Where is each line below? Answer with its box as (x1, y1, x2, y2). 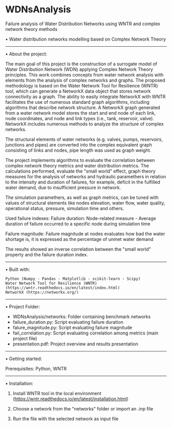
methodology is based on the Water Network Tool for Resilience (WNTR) (5, 82, 158, 88)
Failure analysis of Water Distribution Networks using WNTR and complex (5, 21, 160, 27)
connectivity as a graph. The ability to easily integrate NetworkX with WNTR (5, 94, 166, 100)
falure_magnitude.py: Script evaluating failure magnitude (12, 324, 133, 330)
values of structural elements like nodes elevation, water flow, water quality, (5, 199, 165, 206)
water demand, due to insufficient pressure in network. (5, 184, 121, 191)
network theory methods (5, 26, 58, 32)
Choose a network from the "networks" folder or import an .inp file (12, 405, 154, 412)
